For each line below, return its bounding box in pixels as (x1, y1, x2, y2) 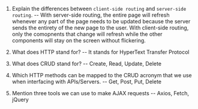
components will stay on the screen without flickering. (11, 37, 146, 44)
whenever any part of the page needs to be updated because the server (11, 18, 191, 25)
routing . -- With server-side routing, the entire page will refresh (11, 11, 170, 19)
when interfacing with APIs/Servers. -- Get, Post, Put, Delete (11, 78, 162, 85)
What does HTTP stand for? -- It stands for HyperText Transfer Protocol (11, 49, 190, 56)
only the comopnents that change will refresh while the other (11, 31, 163, 38)
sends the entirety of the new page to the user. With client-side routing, (11, 24, 189, 31)
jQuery (11, 96, 29, 103)
